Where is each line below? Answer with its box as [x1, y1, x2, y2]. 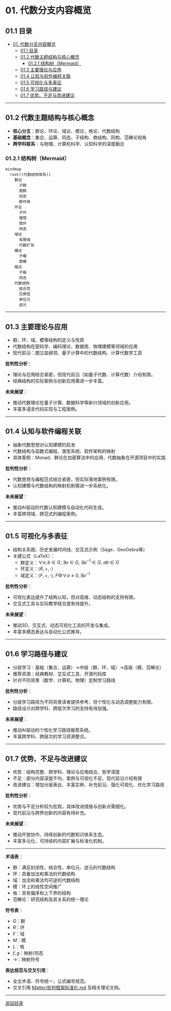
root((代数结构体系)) [10, 172, 51, 177]
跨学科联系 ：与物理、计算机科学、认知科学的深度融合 [12, 141, 125, 147]
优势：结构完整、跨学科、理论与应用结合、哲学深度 [12, 769, 120, 775]
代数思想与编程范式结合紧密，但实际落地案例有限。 [12, 476, 120, 482]
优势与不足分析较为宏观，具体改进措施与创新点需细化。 [12, 803, 129, 810]
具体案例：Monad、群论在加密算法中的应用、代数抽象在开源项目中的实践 [12, 454, 166, 461]
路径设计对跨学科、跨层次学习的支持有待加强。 [12, 705, 111, 711]
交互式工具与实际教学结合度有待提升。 [12, 600, 93, 606]
